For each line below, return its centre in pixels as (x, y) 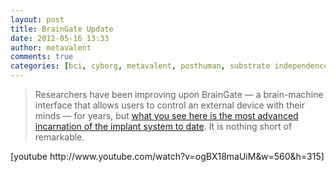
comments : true (42, 57)
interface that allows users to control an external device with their (170, 105)
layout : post (37, 19)
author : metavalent (51, 47)
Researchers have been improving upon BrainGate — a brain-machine (179, 94)
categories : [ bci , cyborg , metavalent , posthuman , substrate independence (169, 66)
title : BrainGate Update (62, 29)
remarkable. (59, 137)
